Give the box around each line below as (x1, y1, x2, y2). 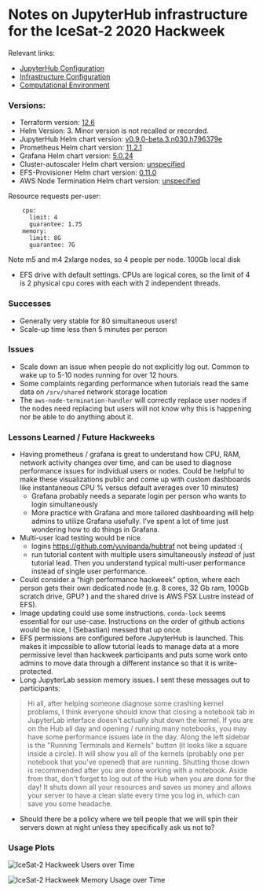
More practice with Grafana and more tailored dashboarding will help (31, 508, 254, 518)
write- (217, 658, 238, 668)
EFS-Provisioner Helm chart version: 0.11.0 (19, 168, 157, 178)
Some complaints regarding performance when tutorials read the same (19, 378, 249, 388)
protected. (19, 667, 53, 676)
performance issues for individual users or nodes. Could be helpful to (19, 466, 245, 476)
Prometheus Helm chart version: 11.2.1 (19, 143, 143, 153)
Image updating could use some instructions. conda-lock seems (19, 608, 226, 618)
